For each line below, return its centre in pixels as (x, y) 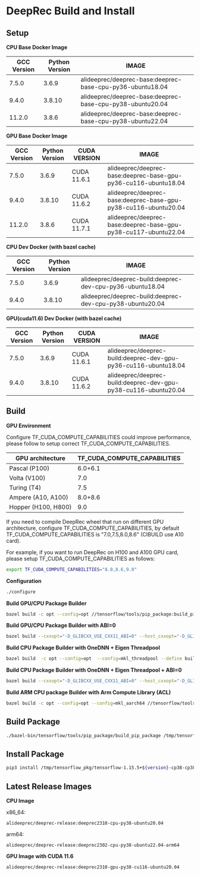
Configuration (24, 581)
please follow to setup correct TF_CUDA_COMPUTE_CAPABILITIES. (88, 443)
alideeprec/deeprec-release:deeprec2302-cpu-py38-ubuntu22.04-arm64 (93, 845)
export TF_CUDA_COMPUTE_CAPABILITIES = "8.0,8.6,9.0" (71, 569)
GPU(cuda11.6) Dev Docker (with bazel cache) (64, 318)
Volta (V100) (27, 478)
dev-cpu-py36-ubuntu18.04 (123, 286)
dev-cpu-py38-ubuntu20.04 (123, 304)
